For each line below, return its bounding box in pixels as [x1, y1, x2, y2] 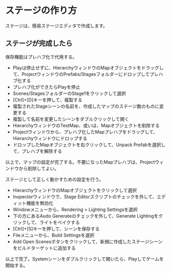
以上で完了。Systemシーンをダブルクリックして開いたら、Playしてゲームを [5, 256, 164, 262]
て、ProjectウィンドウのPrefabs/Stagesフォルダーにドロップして [12, 71, 150, 77]
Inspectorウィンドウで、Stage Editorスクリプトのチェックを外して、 [12, 193, 157, 200]
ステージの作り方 [5, 5, 77, 16]
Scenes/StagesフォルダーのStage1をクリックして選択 [12, 90, 126, 96]
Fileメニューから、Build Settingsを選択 [12, 232, 95, 238]
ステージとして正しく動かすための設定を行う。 [5, 176, 104, 182]
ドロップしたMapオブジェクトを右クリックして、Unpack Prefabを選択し [12, 142, 166, 148]
